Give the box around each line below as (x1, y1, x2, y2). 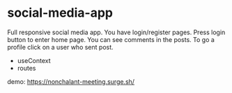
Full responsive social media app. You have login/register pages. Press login (7, 28, 226, 36)
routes (17, 64, 36, 72)
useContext (17, 56, 51, 64)
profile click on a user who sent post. (7, 43, 114, 51)
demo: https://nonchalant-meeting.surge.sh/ (7, 77, 134, 85)
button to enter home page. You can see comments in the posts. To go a (7, 35, 215, 43)
